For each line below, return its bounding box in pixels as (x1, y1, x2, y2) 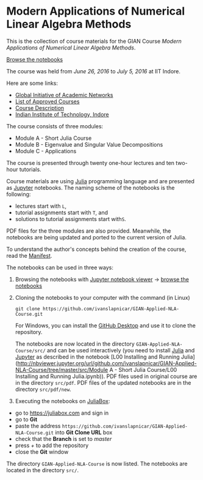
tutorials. (19, 165, 41, 173)
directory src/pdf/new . (15, 385, 71, 393)
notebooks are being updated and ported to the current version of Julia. (6, 233, 187, 241)
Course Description (15, 104, 65, 111)
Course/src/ (15, 347, 46, 354)
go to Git (15, 415, 38, 423)
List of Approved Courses (15, 98, 80, 105)
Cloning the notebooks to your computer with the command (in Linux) (15, 294, 190, 301)
